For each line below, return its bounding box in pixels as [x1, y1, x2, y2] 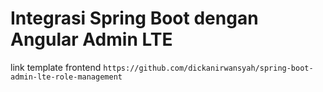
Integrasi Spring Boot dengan [10, 7, 259, 30]
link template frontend [10, 61, 102, 73]
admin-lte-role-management [10, 72, 123, 82]
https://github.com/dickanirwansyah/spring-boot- [103, 63, 314, 73]
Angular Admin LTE [10, 28, 173, 51]
